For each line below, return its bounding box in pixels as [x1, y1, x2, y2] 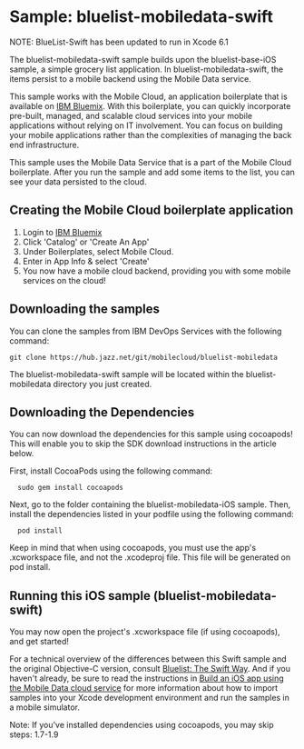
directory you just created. [53, 378, 152, 389]
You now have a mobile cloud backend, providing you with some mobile [22, 265, 291, 276]
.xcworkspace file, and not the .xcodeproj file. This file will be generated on [9, 552, 291, 563]
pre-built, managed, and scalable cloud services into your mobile [9, 110, 252, 121]
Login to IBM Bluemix [22, 226, 103, 237]
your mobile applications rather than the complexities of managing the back [9, 129, 292, 140]
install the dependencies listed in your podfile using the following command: [9, 509, 295, 520]
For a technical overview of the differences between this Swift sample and [9, 654, 288, 664]
